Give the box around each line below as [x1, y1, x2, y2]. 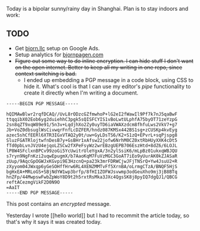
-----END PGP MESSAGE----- [6, 190, 73, 196]
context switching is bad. [14, 70, 77, 77]
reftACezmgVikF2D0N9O [6, 179, 60, 185]
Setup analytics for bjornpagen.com [14, 51, 103, 58]
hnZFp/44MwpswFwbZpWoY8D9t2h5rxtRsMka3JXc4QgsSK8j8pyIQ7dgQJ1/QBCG [6, 174, 178, 180]
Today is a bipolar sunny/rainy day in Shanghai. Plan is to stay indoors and [6, 5, 189, 12]
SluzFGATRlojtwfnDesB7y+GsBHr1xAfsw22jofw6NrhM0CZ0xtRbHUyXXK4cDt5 [6, 137, 178, 143]
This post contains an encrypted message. [6, 200, 112, 207]
